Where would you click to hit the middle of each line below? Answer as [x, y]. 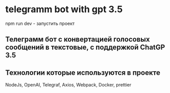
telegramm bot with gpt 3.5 [64, 9]
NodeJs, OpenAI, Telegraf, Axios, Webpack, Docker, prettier [68, 85]
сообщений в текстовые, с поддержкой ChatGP [85, 48]
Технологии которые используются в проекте [83, 72]
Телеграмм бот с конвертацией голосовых [78, 39]
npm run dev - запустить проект [40, 23]
